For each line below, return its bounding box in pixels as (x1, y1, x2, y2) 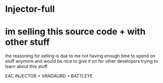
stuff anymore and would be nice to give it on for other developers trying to (5, 58, 158, 64)
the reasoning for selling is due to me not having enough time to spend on (5, 53, 156, 59)
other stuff (5, 37, 50, 48)
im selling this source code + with (5, 26, 146, 38)
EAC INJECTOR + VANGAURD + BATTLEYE (5, 73, 93, 79)
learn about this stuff (5, 63, 48, 70)
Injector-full (5, 3, 55, 15)
